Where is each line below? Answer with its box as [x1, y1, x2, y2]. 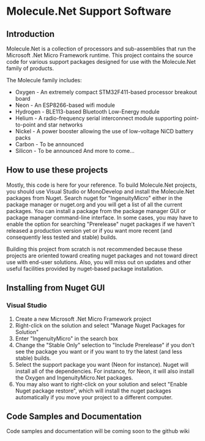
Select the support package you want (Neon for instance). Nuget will [15, 361, 188, 368]
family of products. [6, 64, 54, 72]
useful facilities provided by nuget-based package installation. [6, 265, 163, 272]
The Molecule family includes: [6, 77, 83, 84]
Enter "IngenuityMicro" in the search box [15, 335, 118, 342]
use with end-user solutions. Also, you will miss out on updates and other [6, 258, 192, 265]
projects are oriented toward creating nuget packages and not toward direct [6, 252, 198, 259]
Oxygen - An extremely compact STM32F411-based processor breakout [15, 88, 198, 96]
